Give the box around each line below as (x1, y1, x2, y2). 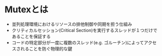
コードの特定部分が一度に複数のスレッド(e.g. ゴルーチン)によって (11, 39, 144, 45)
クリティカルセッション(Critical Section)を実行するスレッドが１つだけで (11, 27, 158, 33)
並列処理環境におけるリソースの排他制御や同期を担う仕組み (11, 21, 133, 27)
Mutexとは (4, 4, 49, 15)
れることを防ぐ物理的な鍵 (20, 46, 72, 52)
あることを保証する (11, 33, 51, 39)
